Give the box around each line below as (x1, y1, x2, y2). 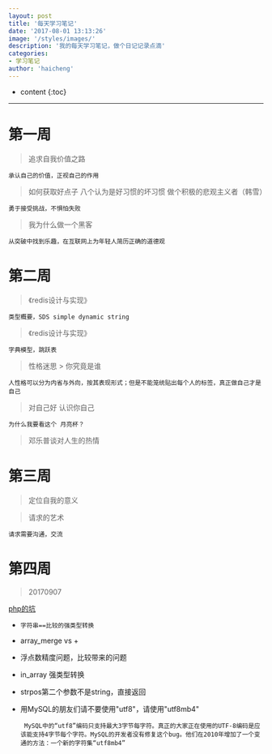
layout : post (8, 11, 53, 20)
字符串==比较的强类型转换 (19, 621, 95, 629)
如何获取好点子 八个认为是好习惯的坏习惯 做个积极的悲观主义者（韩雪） (28, 186, 267, 196)
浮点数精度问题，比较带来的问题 (19, 652, 127, 662)
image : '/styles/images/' (8, 34, 96, 43)
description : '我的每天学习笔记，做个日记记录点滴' (8, 42, 166, 50)
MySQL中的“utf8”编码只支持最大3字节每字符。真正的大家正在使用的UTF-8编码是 (23, 722, 255, 730)
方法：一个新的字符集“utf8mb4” (32, 739, 125, 747)
